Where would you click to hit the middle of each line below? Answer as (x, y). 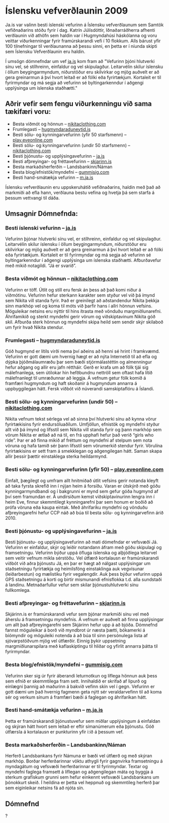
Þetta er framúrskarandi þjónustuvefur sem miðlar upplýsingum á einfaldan (83, 721)
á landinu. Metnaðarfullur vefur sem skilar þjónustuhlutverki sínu (72, 585)
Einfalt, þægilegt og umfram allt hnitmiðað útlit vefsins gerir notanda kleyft (82, 481)
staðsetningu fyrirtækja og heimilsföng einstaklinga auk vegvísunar (75, 569)
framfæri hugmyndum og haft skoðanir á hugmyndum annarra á (71, 383)
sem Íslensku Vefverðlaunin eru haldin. (45, 51)
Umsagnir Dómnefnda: (41, 214)
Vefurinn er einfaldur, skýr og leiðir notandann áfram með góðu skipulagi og (83, 547)
